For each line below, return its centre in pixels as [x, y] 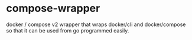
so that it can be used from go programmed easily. [68, 30]
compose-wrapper [53, 8]
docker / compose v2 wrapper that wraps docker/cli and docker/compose [96, 24]
